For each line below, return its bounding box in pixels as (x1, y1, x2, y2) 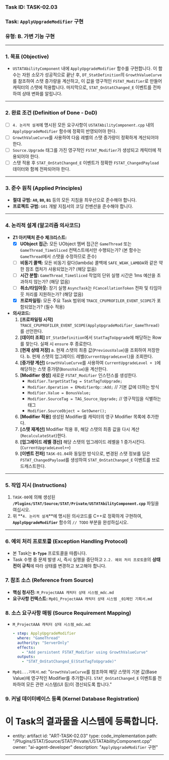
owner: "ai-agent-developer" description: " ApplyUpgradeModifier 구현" (12, 744, 158, 750)
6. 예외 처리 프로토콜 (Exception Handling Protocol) (5, 538, 128, 545)
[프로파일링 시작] (20, 316, 53, 322)
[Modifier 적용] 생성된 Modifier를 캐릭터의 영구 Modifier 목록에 (20, 413, 146, 419)
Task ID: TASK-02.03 (5, 4, 58, 11)
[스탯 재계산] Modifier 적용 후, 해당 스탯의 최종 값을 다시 (20, 426, 130, 432)
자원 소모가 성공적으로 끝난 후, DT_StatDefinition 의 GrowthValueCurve (22, 72, 162, 78)
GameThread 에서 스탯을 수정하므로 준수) (20, 253, 97, 259)
